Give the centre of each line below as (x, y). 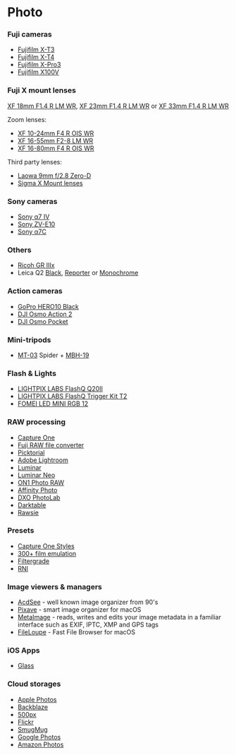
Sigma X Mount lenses (50, 183)
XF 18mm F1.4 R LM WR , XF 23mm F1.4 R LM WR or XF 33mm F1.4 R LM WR (118, 106)
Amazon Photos (41, 744)
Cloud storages (34, 684)
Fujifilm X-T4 (36, 57)
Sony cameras (32, 201)
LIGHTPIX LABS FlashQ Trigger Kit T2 (72, 397)
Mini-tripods (29, 339)
